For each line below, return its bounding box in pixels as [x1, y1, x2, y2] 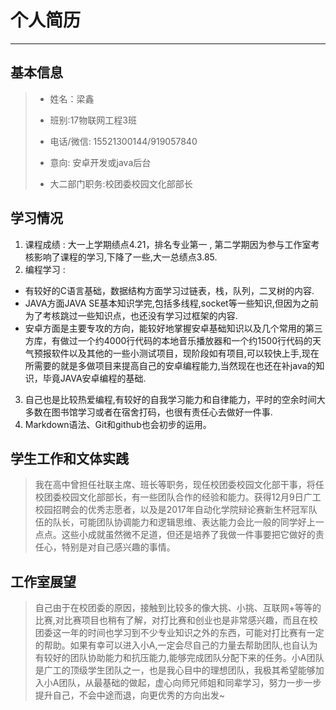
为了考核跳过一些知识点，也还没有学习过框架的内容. [24, 309, 238, 321]
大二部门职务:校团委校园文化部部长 [49, 177, 193, 190]
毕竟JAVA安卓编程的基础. [42, 372, 147, 384]
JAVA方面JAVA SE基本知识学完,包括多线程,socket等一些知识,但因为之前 [24, 297, 319, 309]
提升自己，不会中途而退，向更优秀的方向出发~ [34, 689, 226, 701]
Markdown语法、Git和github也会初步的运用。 [24, 418, 212, 430]
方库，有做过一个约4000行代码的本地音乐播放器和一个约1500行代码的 [24, 334, 313, 346]
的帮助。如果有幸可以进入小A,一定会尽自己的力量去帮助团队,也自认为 [34, 639, 318, 651]
